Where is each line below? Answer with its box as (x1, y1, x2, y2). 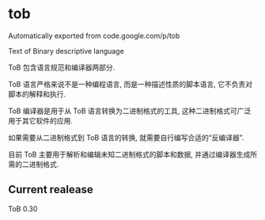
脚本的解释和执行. (8, 89, 66, 99)
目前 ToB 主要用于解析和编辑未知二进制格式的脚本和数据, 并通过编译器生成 (8, 150, 251, 159)
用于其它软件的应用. (8, 116, 74, 125)
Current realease (8, 183, 93, 196)
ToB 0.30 (8, 203, 38, 214)
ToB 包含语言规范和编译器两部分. (8, 63, 115, 72)
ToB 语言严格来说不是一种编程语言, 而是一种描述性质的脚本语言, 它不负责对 (8, 79, 253, 89)
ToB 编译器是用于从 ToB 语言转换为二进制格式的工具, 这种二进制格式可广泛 (8, 106, 252, 116)
